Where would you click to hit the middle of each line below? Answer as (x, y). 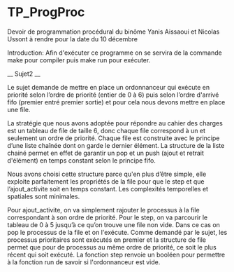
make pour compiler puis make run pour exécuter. (79, 60)
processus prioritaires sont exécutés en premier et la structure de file (107, 240)
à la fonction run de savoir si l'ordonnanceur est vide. (84, 262)
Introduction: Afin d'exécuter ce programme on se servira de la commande (115, 53)
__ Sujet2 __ (24, 74)
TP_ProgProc (46, 12)
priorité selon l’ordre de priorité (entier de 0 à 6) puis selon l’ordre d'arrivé (113, 95)
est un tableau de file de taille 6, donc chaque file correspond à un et (107, 130)
